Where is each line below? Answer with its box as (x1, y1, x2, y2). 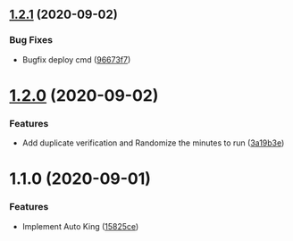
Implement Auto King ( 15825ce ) (21, 220, 139, 231)
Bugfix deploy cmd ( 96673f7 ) (21, 54, 131, 65)
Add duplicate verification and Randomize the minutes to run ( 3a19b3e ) (21, 137, 285, 148)
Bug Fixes (9, 34, 54, 46)
